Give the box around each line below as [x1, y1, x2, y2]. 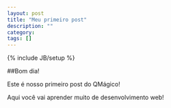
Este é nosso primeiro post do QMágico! [7, 80, 121, 88]
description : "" [7, 22, 53, 29]
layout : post [7, 10, 44, 17]
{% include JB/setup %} [7, 54, 75, 62]
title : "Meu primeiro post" [7, 16, 88, 23]
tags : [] [7, 35, 32, 42]
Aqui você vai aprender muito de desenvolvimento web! [7, 93, 164, 102]
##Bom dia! [7, 67, 40, 75]
